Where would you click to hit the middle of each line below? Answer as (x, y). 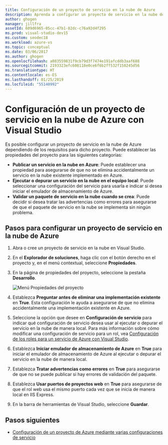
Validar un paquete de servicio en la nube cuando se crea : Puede (81, 196)
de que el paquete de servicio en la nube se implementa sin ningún (81, 207)
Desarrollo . (24, 278)
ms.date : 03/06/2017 (27, 52)
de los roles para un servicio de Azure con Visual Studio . (71, 339)
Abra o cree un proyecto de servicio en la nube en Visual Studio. (79, 248)
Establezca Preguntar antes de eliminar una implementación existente (86, 297)
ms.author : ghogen (24, 56)
